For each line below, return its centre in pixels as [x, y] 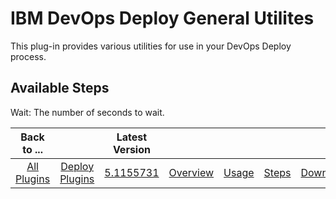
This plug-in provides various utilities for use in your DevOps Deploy [151, 46]
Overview [191, 172]
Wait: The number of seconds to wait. [87, 112]
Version [131, 149]
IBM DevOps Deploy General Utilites [162, 18]
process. [28, 56]
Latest [132, 137]
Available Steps [60, 88]
